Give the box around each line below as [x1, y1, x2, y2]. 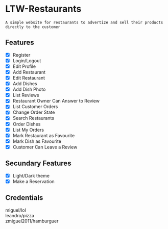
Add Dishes [12, 81, 37, 87]
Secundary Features [5, 159, 71, 168]
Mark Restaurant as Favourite [12, 132, 75, 138]
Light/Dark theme [12, 172, 50, 179]
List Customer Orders [12, 104, 58, 110]
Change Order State [12, 109, 55, 115]
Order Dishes [12, 121, 41, 127]
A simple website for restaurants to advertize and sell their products [5, 20, 163, 25]
